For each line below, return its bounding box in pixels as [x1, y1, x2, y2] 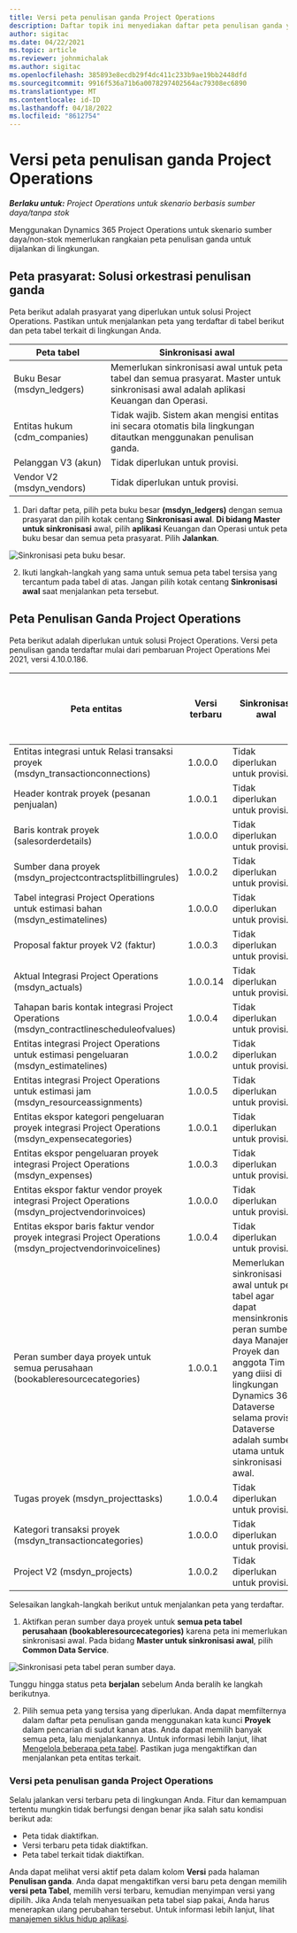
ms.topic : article [9, 46, 77, 55]
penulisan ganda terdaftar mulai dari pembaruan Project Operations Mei [9, 644, 270, 655]
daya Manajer [232, 1334, 289, 1346]
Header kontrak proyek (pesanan [13, 787, 151, 800]
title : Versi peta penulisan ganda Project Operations [9, 12, 216, 22]
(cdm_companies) [13, 430, 89, 443]
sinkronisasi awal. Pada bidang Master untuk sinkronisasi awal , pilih [21, 1635, 274, 1645]
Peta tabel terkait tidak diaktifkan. [21, 1849, 144, 1860]
